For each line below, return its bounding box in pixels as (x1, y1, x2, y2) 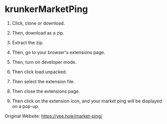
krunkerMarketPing (5, 4, 89, 15)
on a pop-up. (12, 103, 40, 109)
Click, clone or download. (12, 20, 65, 26)
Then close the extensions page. (12, 88, 80, 94)
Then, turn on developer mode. (12, 59, 77, 65)
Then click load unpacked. (12, 69, 67, 75)
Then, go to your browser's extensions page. (12, 49, 106, 55)
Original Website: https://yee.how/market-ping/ (5, 113, 103, 119)
